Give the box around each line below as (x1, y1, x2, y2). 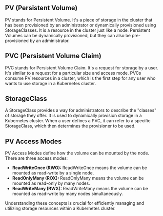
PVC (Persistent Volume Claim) (5, 52, 102, 60)
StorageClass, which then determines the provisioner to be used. (5, 123, 136, 129)
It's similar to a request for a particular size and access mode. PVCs (5, 70, 142, 76)
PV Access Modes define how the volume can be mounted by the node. (5, 150, 150, 156)
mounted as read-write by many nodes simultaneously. (12, 191, 123, 197)
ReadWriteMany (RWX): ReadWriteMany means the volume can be (12, 186, 148, 192)
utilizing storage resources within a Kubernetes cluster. (5, 205, 116, 212)
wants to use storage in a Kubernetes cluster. (5, 80, 96, 86)
